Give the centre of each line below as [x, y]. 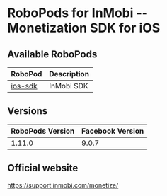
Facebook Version [113, 131]
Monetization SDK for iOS [84, 28]
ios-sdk [24, 86]
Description [69, 74]
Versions [28, 111]
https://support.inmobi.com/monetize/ [63, 185]
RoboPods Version [43, 131]
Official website [43, 168]
